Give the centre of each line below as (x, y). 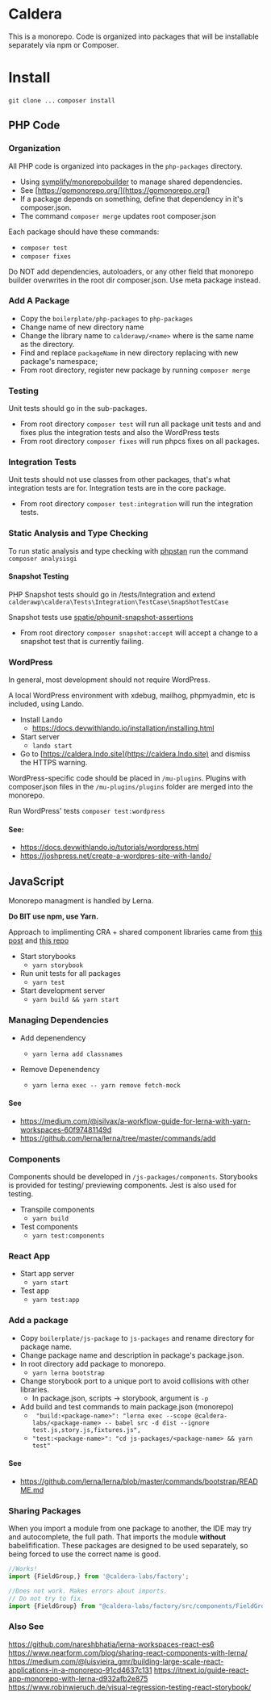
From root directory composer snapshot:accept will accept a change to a (139, 632)
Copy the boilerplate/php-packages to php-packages (106, 318)
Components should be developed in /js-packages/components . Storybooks (133, 1177)
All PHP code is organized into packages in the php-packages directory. (125, 165)
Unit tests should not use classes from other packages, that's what (119, 479)
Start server (40, 737)
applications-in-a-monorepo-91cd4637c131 (80, 1670)
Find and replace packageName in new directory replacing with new (129, 353)
